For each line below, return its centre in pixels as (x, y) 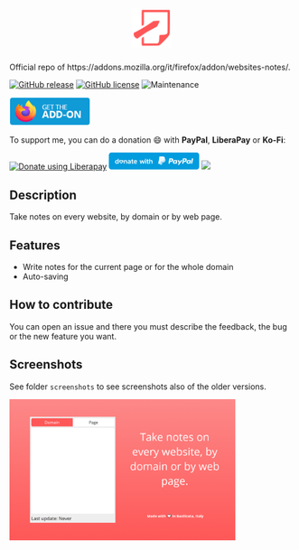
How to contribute (61, 305)
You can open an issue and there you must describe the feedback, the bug (148, 326)
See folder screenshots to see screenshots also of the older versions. (138, 387)
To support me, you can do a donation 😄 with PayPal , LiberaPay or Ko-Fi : (148, 140)
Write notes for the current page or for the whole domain (128, 267)
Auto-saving (46, 276)
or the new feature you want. (63, 336)
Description (43, 195)
